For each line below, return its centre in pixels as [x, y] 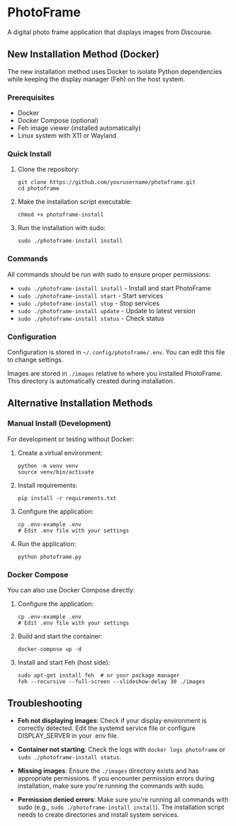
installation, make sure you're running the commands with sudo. [111, 786]
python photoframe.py [49, 557]
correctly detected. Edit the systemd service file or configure [107, 728]
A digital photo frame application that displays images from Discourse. [110, 32]
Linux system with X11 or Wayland [67, 136]
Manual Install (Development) [59, 423]
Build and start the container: [60, 636]
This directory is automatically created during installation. [91, 381]
